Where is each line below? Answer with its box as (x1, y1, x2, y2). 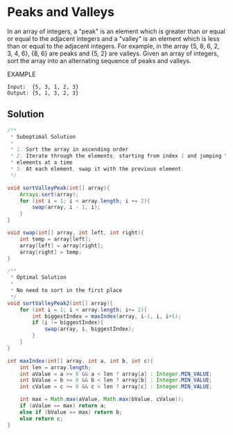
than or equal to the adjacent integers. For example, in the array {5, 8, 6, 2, (7, 42, 220, 50)
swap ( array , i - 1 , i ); (32, 204, 101, 211)
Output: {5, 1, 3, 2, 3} (7, 89, 79, 96)
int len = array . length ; (19, 364, 92, 371)
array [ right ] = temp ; (19, 248, 82, 255)
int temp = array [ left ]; (19, 235, 92, 243)
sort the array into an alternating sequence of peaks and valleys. (7, 56, 192, 65)
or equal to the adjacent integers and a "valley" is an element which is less (7, 34, 220, 42)
